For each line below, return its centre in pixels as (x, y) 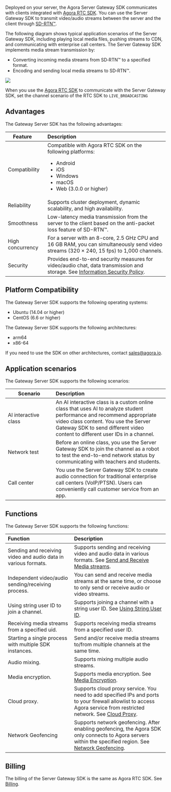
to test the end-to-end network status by (105, 456)
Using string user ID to (35, 605)
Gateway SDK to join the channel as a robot (107, 449)
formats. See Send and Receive (111, 560)
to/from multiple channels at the (112, 645)
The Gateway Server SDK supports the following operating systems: (77, 302)
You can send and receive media (113, 575)
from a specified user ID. (104, 630)
